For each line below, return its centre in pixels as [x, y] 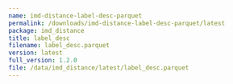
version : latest [35, 53]
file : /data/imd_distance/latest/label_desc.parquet [99, 68]
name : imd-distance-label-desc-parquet [75, 16]
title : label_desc [39, 38]
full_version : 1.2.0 [43, 61]
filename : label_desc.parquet [59, 46]
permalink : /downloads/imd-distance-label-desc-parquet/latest [117, 23]
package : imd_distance [46, 30]
